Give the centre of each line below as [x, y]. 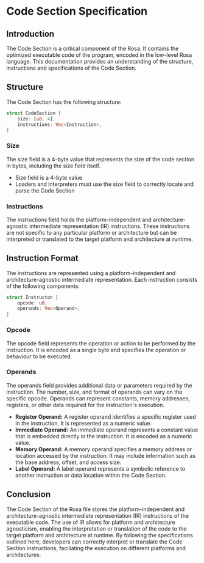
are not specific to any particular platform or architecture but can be [92, 232]
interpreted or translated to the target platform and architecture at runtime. [100, 239]
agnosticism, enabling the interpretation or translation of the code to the [97, 528]
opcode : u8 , [32, 303]
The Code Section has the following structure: [64, 101]
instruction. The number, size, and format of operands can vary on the [94, 392]
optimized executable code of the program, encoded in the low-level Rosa [99, 55]
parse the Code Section [45, 190]
